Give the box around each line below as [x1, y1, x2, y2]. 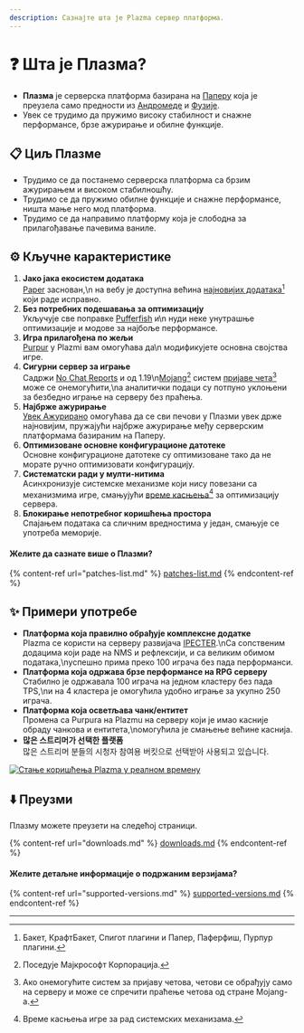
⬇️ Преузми [9, 791, 73, 807]
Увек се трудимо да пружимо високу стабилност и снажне [22, 109, 252, 120]
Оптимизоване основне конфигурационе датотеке [22, 440, 226, 450]
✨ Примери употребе [9, 603, 138, 620]
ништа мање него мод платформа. [22, 204, 157, 214]
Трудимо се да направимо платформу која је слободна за [22, 213, 247, 224]
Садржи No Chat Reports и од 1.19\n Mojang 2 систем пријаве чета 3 [22, 370, 278, 383]
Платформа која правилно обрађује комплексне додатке [22, 628, 252, 639]
